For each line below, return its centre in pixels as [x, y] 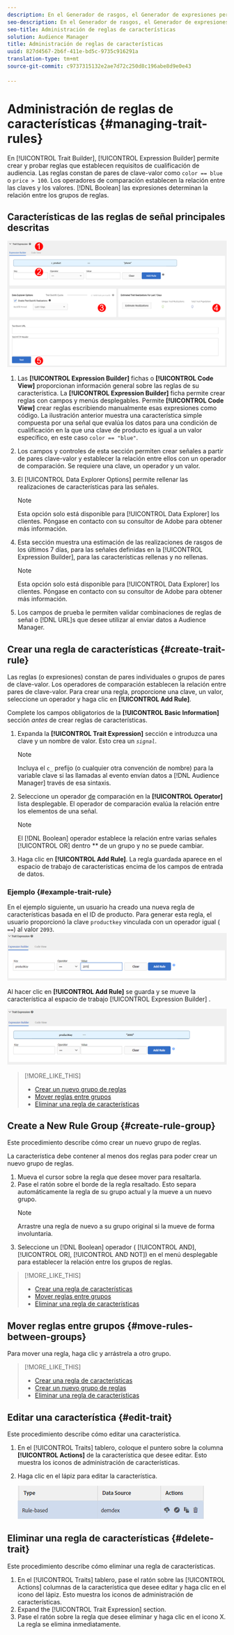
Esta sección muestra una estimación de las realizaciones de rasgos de [120, 542]
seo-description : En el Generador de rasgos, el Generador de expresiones [118, 22]
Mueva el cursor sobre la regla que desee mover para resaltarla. [109, 1177]
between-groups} [47, 1337]
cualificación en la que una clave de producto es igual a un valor [110, 430]
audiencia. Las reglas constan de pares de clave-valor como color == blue [115, 173]
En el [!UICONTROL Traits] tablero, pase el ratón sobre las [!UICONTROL [121, 1579]
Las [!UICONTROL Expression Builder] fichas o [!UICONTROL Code [115, 378]
